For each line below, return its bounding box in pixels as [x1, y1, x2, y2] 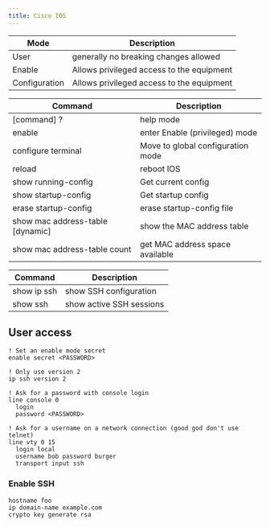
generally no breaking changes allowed [72, 51, 221, 62]
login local [15, 446, 56, 454]
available [139, 249, 174, 260]
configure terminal [12, 145, 82, 156]
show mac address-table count [12, 243, 132, 254]
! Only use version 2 [8, 368, 81, 377]
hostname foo [8, 496, 52, 504]
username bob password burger [15, 452, 117, 461]
